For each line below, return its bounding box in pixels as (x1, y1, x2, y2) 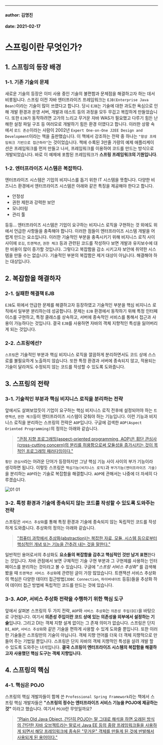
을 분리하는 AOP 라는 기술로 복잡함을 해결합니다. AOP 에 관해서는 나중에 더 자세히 (5, 471, 153, 477)
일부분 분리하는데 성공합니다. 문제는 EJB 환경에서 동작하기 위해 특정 (17, 308, 145, 314)
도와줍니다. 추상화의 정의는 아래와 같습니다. (14, 525, 96, 531)
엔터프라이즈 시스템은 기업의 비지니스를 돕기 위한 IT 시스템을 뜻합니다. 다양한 (5, 177, 150, 183)
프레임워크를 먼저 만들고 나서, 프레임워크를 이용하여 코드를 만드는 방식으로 (14, 146, 154, 152)
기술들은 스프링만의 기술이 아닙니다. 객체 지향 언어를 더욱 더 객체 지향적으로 (10, 632, 153, 638)
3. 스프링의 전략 (5, 380, 49, 388)
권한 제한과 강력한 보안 (12, 199, 55, 205)
